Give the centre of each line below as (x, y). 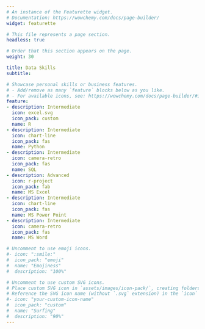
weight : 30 (20, 57)
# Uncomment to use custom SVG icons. (56, 282)
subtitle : (19, 73)
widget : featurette (31, 23)
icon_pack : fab (31, 187)
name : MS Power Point (39, 215)
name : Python (28, 147)
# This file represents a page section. (59, 34)
